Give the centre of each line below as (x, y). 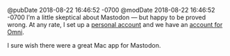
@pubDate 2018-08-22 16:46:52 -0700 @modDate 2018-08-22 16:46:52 (111, 10)
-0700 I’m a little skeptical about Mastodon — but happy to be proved (107, 17)
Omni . (16, 32)
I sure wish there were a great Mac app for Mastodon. (84, 45)
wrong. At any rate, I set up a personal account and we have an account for (115, 25)
